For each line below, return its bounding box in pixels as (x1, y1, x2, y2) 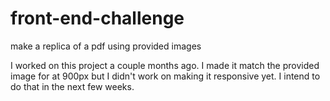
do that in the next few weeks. (10, 80, 135, 92)
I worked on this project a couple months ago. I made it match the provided (10, 59, 320, 71)
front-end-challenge (10, 7, 185, 30)
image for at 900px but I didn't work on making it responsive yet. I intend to (10, 70, 321, 82)
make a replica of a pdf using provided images (10, 40, 202, 52)
